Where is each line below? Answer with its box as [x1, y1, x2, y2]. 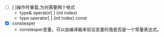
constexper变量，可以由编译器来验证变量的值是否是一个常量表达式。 [19, 27, 161, 33]
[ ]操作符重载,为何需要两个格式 [12, 4, 75, 10]
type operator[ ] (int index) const [19, 15, 87, 21]
